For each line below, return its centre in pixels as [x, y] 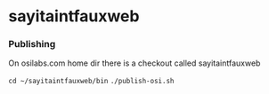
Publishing [32, 44]
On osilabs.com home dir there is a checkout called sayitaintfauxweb [134, 63]
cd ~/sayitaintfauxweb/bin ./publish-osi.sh [91, 82]
